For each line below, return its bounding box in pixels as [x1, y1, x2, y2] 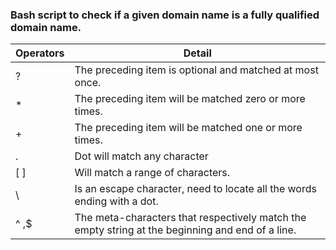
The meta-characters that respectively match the [74, 211, 307, 225]
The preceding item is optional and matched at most [74, 63, 319, 77]
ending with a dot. [74, 194, 159, 208]
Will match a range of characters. [74, 166, 231, 180]
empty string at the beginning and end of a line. [74, 223, 297, 237]
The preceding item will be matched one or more [74, 121, 303, 135]
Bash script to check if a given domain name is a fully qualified [10, 8, 320, 22]
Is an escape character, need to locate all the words [74, 182, 317, 196]
